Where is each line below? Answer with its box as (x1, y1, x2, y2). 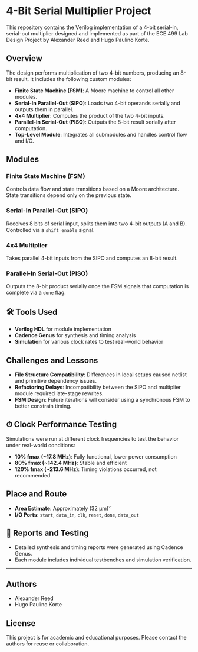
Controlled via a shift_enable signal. (6, 226, 95, 233)
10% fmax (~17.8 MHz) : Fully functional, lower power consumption (14, 453, 177, 460)
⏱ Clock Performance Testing (6, 419, 117, 430)
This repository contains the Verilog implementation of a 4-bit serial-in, (6, 24, 179, 31)
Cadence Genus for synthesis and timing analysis (14, 332, 136, 339)
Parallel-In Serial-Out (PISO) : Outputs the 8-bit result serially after (14, 118, 176, 125)
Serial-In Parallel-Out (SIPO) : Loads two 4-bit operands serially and (14, 99, 181, 106)
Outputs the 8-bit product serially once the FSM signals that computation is (6, 283, 189, 290)
